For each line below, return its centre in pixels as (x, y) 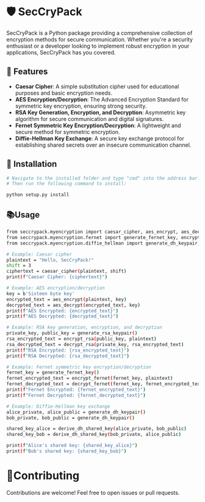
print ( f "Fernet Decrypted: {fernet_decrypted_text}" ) (76, 395)
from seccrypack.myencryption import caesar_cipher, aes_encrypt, (92, 232)
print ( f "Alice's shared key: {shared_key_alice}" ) (72, 446)
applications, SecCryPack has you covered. (61, 52)
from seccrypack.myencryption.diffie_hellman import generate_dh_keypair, (103, 243)
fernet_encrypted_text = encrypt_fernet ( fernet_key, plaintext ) (90, 378)
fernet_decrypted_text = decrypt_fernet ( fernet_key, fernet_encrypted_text (105, 384)
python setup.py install (38, 195)
